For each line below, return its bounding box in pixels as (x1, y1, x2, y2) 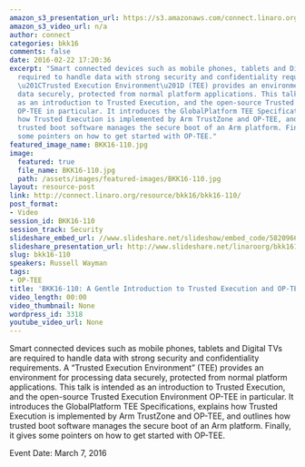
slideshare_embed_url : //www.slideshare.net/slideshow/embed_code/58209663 (9, 233, 302, 242)
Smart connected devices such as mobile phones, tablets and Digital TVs (9, 343, 283, 354)
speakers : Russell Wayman (9, 259, 107, 269)
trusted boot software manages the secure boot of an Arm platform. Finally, (9, 421, 292, 431)
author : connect (9, 30, 71, 39)
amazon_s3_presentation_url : (9, 13, 120, 23)
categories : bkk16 (9, 38, 79, 48)
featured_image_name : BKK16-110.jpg (9, 140, 148, 149)
